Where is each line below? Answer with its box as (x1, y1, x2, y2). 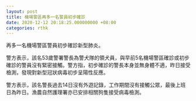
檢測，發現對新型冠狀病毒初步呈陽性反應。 (6, 69, 109, 76)
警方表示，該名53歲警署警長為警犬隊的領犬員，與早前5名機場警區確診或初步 (6, 54, 190, 62)
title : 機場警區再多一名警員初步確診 (6, 14, 86, 20)
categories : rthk (6, 25, 49, 31)
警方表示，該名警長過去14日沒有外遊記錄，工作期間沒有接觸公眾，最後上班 (6, 82, 186, 89)
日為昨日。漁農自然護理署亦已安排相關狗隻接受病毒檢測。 (6, 89, 145, 96)
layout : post (6, 8, 38, 15)
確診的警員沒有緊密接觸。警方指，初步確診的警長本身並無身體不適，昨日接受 (6, 62, 191, 69)
